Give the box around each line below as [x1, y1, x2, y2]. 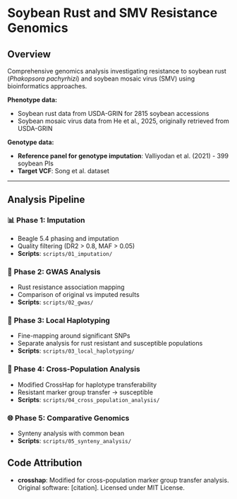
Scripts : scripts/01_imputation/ [17, 249, 113, 257]
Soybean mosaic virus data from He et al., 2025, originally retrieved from [17, 117, 229, 125]
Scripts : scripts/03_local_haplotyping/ [17, 346, 135, 355]
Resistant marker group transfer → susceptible [17, 387, 154, 397]
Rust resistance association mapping [17, 283, 125, 291]
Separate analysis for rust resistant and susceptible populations [17, 339, 203, 348]
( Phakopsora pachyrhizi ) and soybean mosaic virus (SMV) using [7, 74, 195, 83]
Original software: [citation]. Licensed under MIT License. [17, 483, 186, 492]
